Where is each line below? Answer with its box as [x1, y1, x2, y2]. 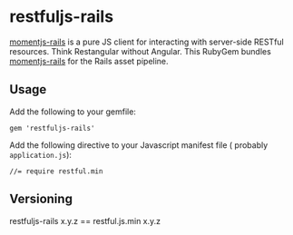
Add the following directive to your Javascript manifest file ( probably [9, 139, 269, 151]
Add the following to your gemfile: [9, 106, 136, 117]
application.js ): [9, 149, 73, 160]
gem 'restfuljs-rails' [9, 123, 95, 132]
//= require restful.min [9, 166, 103, 176]
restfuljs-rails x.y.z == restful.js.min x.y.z [9, 215, 161, 226]
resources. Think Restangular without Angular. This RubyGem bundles [9, 45, 272, 56]
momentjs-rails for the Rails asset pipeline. [9, 55, 170, 66]
